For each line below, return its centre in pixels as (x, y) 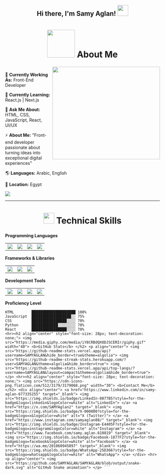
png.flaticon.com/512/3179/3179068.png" (47, 386)
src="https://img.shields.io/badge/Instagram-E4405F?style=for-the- (77, 425)
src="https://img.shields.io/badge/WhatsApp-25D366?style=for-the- (76, 450)
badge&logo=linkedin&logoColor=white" (45, 403)
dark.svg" (15, 468)
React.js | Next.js (22, 100)
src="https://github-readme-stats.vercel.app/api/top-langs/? (70, 368)
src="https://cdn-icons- (59, 381)
